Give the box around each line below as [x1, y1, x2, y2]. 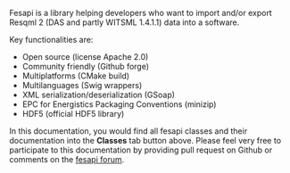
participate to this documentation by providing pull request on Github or [9, 144, 273, 155]
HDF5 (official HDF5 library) [21, 109, 125, 119]
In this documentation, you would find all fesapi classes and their [9, 126, 248, 136]
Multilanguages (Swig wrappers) [21, 80, 143, 90]
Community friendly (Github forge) [21, 62, 150, 71]
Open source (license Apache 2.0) [21, 52, 149, 62]
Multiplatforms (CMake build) [21, 70, 130, 81]
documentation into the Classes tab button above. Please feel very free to [9, 136, 282, 145]
